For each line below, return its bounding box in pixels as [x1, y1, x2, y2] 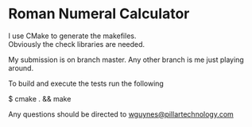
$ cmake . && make [8, 94, 72, 103]
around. [8, 63, 34, 72]
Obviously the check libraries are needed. [8, 39, 145, 48]
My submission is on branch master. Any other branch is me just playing [8, 55, 244, 64]
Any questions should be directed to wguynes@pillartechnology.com [8, 109, 235, 119]
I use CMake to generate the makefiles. [8, 31, 137, 40]
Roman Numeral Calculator [8, 5, 190, 23]
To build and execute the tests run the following [8, 79, 165, 88]
